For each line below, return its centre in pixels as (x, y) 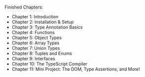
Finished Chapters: (24, 7)
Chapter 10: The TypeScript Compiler (49, 64)
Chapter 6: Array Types (36, 43)
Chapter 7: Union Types (36, 48)
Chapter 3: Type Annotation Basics (47, 27)
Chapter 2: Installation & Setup (43, 22)
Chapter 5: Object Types (37, 38)
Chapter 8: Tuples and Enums (42, 53)
